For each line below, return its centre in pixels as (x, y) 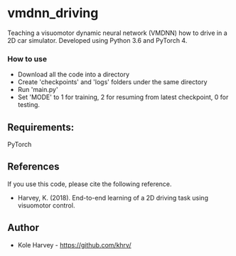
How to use (27, 58)
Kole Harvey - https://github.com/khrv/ (74, 245)
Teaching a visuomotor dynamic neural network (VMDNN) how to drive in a (117, 33)
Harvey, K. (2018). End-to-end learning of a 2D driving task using (113, 198)
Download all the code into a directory (74, 75)
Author (23, 228)
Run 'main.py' (38, 90)
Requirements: (41, 127)
